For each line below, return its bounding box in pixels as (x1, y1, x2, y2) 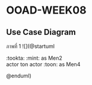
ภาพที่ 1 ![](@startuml (6, 42, 55, 50)
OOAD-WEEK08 (6, 4, 87, 17)
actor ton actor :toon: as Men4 (6, 61, 81, 68)
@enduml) (6, 72, 31, 79)
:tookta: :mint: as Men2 (6, 54, 62, 61)
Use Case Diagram (6, 27, 76, 37)
